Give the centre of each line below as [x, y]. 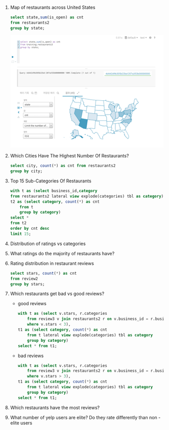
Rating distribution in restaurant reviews [52, 263]
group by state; [27, 28]
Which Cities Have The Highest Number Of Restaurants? [69, 156]
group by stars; [27, 284]
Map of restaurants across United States [53, 7]
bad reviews [31, 356]
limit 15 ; [21, 234]
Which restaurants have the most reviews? [55, 408]
